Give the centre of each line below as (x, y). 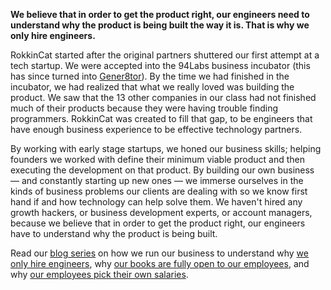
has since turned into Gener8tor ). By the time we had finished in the (150, 76)
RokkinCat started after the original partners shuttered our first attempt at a (165, 55)
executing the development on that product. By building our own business (162, 170)
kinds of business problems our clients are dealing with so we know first (159, 191)
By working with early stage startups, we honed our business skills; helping (166, 148)
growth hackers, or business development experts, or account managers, (161, 212)
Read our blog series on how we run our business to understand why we (159, 253)
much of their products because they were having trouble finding (144, 108)
